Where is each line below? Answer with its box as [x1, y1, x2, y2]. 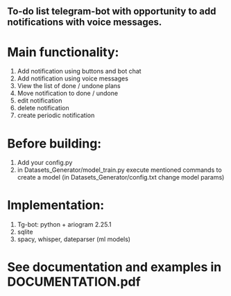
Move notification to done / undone [17, 89, 119, 98]
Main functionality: [7, 44, 119, 60]
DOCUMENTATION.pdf [7, 274, 141, 290]
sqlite [17, 228, 33, 236]
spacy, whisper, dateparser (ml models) [17, 235, 130, 243]
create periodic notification [17, 111, 95, 120]
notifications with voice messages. [7, 17, 162, 28]
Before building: [7, 135, 102, 151]
